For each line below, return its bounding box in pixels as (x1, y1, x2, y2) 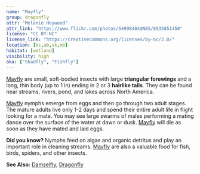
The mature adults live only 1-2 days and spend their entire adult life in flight (6, 106, 193, 113)
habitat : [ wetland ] (6, 48, 55, 54)
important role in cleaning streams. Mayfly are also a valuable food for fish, (6, 143, 191, 150)
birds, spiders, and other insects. (6, 149, 87, 156)
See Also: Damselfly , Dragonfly (6, 161, 84, 168)
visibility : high (6, 53, 50, 59)
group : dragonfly (6, 14, 50, 20)
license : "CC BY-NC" (6, 31, 58, 37)
